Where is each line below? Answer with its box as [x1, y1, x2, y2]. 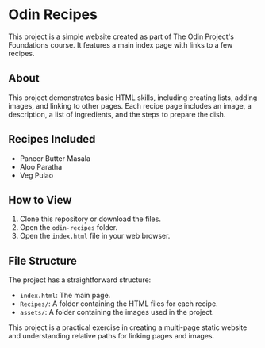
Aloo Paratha [19, 162, 63, 171]
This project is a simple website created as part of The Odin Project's [8, 32, 234, 41]
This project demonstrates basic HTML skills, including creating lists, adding [8, 93, 258, 102]
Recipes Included [8, 132, 96, 146]
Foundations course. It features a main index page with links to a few [8, 40, 233, 49]
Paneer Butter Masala [19, 153, 91, 163]
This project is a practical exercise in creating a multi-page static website [8, 323, 248, 332]
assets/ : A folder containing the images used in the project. [19, 308, 214, 317]
